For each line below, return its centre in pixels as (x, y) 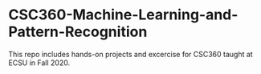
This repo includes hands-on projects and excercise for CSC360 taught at (130, 54)
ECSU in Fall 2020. (39, 63)
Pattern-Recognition (78, 32)
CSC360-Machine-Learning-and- (123, 15)
